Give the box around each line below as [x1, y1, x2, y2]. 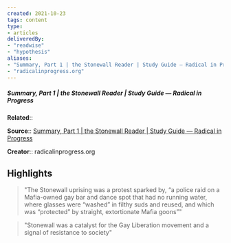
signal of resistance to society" [23, 229, 112, 237]
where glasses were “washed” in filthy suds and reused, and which [23, 200, 214, 209]
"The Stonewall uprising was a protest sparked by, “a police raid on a [23, 186, 220, 194]
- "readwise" [7, 42, 45, 49]
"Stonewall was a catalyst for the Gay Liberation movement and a [23, 221, 210, 229]
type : [7, 23, 23, 30]
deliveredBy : [7, 36, 45, 43]
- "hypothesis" [7, 49, 51, 56]
